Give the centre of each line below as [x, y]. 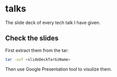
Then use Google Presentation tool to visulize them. [59, 69]
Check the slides [32, 38]
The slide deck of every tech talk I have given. [53, 22]
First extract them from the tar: [37, 50]
